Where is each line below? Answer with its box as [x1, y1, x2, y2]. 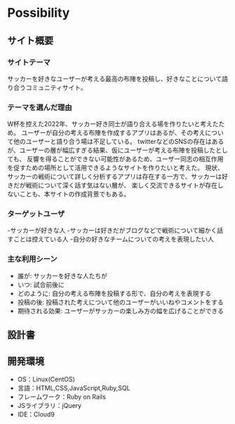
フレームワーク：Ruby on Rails [17, 392, 107, 401]
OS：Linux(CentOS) [17, 375, 76, 383]
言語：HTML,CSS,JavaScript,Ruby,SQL [17, 383, 131, 392]
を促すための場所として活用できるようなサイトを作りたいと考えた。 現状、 [7, 163, 224, 172]
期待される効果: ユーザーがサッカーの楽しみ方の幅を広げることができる [17, 306, 224, 315]
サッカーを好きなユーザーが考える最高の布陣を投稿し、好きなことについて [7, 74, 222, 83]
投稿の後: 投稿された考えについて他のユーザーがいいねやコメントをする [17, 298, 224, 306]
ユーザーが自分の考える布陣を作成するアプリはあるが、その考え [20, 128, 206, 137]
